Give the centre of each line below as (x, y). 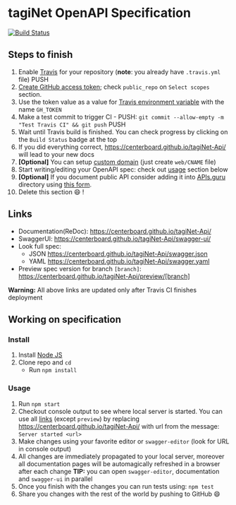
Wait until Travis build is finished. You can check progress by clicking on (123, 131)
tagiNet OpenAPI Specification (99, 13)
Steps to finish (41, 55)
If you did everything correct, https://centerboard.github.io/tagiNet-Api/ (122, 147)
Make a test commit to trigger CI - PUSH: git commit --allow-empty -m (121, 117)
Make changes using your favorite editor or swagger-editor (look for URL (124, 441)
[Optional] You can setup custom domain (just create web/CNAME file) (117, 162)
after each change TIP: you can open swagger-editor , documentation (119, 471)
